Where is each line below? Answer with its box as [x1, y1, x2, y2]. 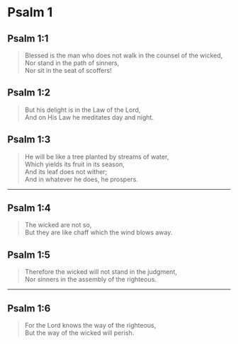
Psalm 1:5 [7, 248, 51, 260]
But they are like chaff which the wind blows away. [24, 228, 173, 237]
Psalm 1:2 [7, 86, 51, 99]
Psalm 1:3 [7, 134, 51, 146]
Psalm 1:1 [7, 33, 49, 45]
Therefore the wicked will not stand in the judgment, [24, 268, 177, 276]
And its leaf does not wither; [24, 167, 108, 176]
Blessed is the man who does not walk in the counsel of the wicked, [24, 51, 223, 59]
